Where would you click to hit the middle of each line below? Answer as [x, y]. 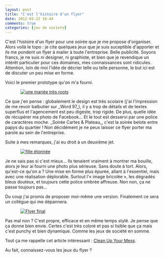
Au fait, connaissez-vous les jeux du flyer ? [48, 250]
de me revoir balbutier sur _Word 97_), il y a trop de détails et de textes [76, 107]
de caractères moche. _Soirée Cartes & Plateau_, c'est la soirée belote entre [82, 122]
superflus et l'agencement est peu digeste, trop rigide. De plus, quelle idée [81, 112]
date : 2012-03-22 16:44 [29, 19]
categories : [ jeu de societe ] [36, 28]
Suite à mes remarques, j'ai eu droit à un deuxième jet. [60, 142]
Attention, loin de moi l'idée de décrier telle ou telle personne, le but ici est [80, 68]
